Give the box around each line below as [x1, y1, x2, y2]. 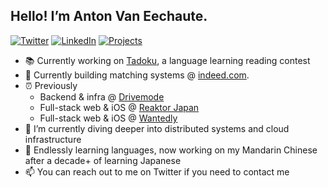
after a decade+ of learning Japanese [24, 154, 182, 166]
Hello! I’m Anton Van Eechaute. [10, 8, 208, 25]
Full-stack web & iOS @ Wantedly [39, 112, 178, 124]
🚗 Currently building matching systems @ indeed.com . [24, 69, 250, 81]
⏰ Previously [24, 79, 78, 91]
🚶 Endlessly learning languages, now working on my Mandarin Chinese [24, 144, 318, 156]
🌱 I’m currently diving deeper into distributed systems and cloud [24, 122, 290, 134]
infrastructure [24, 133, 82, 145]
